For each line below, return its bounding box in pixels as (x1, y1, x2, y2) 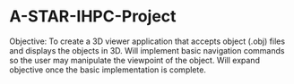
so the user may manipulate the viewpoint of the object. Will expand (9, 55, 260, 65)
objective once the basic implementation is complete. (9, 64, 206, 75)
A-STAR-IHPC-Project (9, 6, 177, 27)
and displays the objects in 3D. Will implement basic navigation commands (9, 45, 285, 55)
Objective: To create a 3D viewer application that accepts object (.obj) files (9, 36, 285, 46)
